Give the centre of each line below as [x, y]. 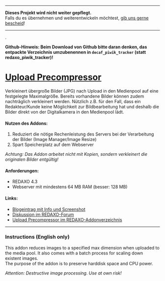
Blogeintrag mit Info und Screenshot [49, 209]
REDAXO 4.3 [25, 182]
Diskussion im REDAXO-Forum [43, 214]
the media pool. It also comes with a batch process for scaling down [74, 253]
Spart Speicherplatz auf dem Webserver [53, 145]
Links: [12, 198]
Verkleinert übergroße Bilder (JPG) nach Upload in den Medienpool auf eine [82, 91]
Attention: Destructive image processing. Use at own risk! [63, 273]
